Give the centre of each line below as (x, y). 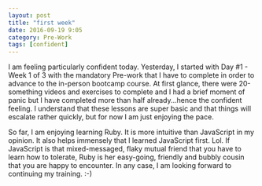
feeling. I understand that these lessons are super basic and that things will (130, 109)
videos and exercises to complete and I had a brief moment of (145, 92)
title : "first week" (42, 23)
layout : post (30, 15)
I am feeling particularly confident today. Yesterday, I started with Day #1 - (128, 67)
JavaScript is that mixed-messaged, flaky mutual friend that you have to (125, 149)
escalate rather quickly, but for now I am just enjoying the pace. (111, 117)
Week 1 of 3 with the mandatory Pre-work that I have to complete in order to (131, 75)
